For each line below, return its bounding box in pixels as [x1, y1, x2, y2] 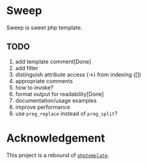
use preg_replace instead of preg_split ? [15, 109, 118, 117]
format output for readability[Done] [15, 90, 104, 98]
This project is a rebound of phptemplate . [6, 151, 110, 159]
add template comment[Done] [15, 57, 91, 65]
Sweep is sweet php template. [6, 24, 83, 31]
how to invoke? [15, 84, 54, 91]
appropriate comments [15, 77, 73, 84]
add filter [15, 64, 39, 71]
